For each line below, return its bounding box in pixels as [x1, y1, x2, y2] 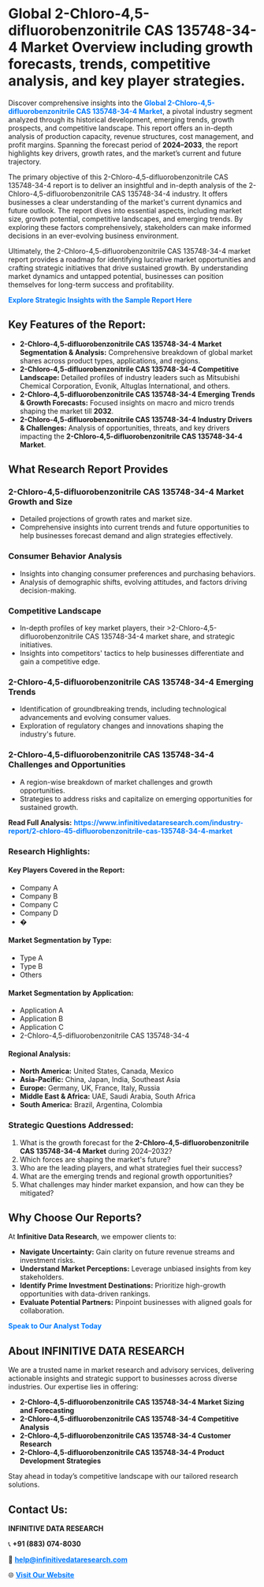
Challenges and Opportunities [8, 760, 126, 771]
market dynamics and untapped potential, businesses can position [8, 271, 224, 281]
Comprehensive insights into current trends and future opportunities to [19, 522, 250, 532]
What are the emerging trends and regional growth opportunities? [19, 1171, 232, 1181]
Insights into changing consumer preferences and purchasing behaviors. [19, 568, 256, 578]
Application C [19, 1023, 65, 1032]
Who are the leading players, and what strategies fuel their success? [19, 1163, 243, 1172]
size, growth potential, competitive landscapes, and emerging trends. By [8, 214, 244, 224]
